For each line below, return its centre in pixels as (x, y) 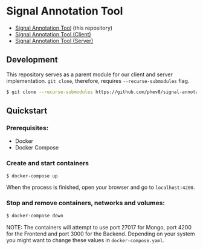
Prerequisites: (27, 128)
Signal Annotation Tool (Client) (53, 34)
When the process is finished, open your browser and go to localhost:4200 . (101, 187)
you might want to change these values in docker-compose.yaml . (85, 240)
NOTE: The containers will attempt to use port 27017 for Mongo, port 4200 (99, 227)
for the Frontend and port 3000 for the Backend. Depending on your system (101, 234)
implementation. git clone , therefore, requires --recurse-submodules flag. (98, 81)
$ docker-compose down (35, 215)
